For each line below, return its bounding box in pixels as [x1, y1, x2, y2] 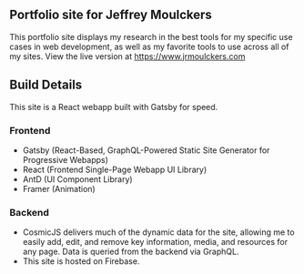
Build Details [9, 77, 83, 93]
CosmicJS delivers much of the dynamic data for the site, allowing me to [22, 227, 295, 238]
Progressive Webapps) [22, 154, 109, 165]
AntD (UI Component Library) [22, 173, 134, 185]
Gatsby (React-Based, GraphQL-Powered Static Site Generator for [22, 145, 270, 156]
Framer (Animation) [22, 183, 96, 194]
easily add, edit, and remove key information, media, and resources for [22, 237, 289, 248]
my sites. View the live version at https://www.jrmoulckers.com [9, 50, 246, 62]
